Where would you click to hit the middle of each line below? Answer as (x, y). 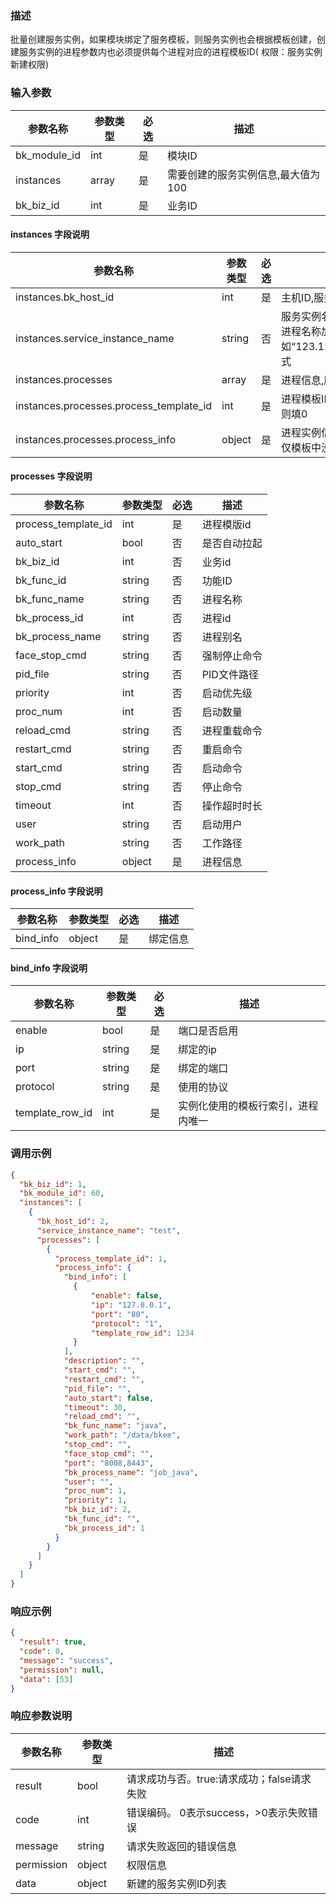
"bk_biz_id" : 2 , (97, 1510)
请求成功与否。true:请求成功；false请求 (219, 1779)
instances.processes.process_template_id (114, 405)
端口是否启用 (208, 1031)
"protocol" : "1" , (126, 1323)
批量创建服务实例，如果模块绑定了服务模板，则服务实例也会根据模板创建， (163, 39)
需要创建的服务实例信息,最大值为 (243, 174)
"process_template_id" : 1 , (111, 1258)
